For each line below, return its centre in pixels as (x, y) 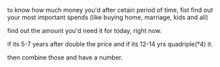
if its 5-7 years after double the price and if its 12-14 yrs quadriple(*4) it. (110, 44)
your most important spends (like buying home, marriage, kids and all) (108, 17)
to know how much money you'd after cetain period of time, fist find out (110, 10)
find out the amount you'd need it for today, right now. (85, 31)
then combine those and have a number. (65, 57)
